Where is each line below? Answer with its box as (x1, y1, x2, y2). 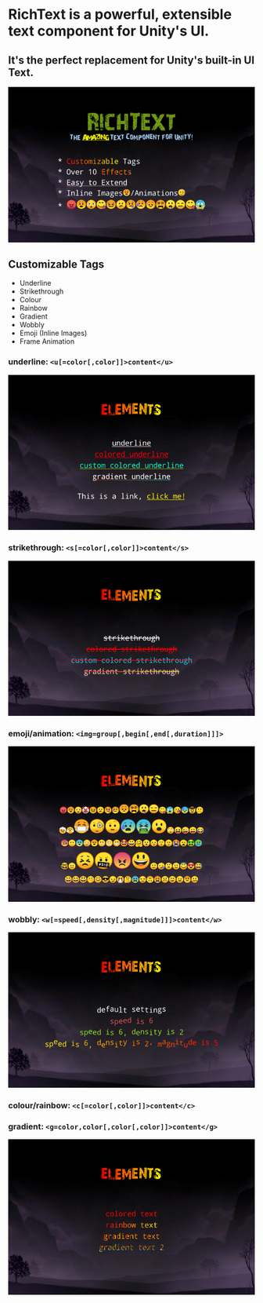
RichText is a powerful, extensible (8, 5, 232, 24)
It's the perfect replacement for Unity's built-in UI (8, 53, 255, 67)
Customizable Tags (8, 257, 104, 271)
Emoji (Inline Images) (19, 328, 88, 338)
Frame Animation (19, 337, 75, 346)
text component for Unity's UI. (8, 22, 210, 40)
